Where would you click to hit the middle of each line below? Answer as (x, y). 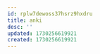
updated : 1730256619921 (42, 33)
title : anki (25, 20)
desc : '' (20, 27)
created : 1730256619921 (42, 40)
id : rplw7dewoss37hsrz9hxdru (50, 14)
